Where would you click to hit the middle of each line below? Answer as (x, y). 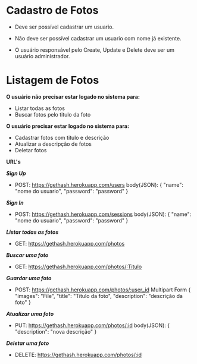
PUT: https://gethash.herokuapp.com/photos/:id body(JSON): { (92, 325)
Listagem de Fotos (53, 80)
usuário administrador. (42, 56)
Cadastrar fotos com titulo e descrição (62, 137)
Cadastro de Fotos (52, 10)
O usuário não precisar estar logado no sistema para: (73, 96)
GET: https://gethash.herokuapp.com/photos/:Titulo (78, 266)
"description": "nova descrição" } (56, 331)
